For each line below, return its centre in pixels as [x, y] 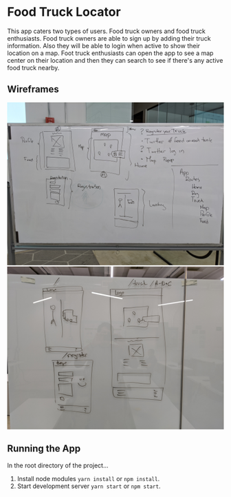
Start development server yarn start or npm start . [89, 486]
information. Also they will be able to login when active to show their [104, 45]
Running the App [44, 449]
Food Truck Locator [64, 12]
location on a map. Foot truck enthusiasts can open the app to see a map [110, 53]
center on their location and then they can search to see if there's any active [115, 60]
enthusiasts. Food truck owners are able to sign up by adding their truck [109, 38]
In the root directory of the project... [58, 465]
